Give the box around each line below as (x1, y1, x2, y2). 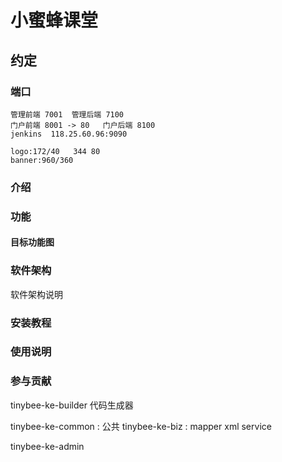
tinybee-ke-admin (10, 440, 85, 452)
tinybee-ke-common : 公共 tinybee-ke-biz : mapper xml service (10, 420, 272, 432)
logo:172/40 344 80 (10, 146, 101, 156)
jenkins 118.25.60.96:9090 (10, 129, 128, 139)
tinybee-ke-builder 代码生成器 (10, 399, 134, 411)
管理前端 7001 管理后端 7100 (10, 109, 125, 120)
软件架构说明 (10, 288, 63, 300)
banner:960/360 (10, 155, 74, 165)
